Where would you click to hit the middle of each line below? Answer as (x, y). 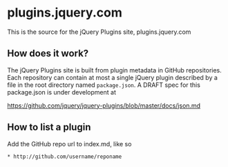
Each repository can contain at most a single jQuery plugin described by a (112, 77)
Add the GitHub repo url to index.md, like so (69, 144)
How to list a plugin (49, 127)
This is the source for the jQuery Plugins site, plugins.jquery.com (99, 32)
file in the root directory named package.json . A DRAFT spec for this (104, 85)
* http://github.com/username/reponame (65, 157)
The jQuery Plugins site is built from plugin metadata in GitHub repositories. (115, 70)
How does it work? (48, 53)
